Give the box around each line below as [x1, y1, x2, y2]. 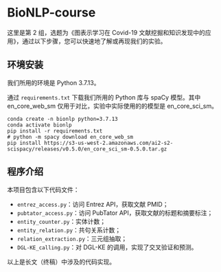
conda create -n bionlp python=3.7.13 [7, 115, 118, 122]
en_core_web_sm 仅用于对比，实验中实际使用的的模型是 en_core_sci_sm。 [7, 102, 218, 110]
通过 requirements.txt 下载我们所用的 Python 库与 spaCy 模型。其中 [7, 93, 201, 101]
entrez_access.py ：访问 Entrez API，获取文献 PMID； [16, 200, 169, 208]
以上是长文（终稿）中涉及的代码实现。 [7, 258, 115, 266]
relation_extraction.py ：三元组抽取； [16, 234, 128, 242]
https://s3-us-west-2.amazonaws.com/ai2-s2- [43, 139, 174, 146]
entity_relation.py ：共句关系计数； [16, 225, 121, 234]
